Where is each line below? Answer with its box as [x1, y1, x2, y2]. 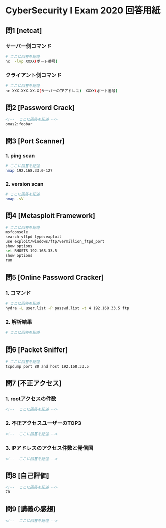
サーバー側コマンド [5, 42, 52, 49]
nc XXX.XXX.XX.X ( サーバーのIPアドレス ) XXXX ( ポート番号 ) [5, 88, 118, 93]
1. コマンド [5, 289, 31, 296]
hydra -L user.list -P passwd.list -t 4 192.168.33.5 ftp [5, 306, 129, 311]
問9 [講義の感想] [5, 505, 56, 513]
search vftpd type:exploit [5, 234, 62, 239]
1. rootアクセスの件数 [5, 395, 56, 402]
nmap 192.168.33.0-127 [5, 168, 53, 173]
